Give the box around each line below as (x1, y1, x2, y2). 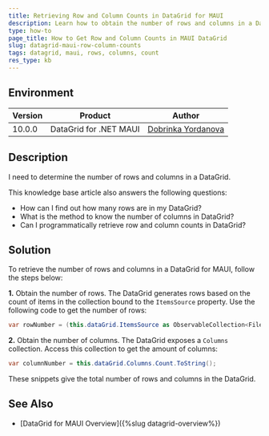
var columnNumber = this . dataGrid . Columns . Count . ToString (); (8, 360, 217, 368)
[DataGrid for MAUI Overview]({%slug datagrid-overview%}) (19, 418, 221, 428)
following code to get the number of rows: (8, 305, 147, 315)
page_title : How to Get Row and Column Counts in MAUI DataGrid (8, 34, 227, 42)
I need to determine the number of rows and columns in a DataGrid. (8, 172, 231, 181)
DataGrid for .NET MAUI (50, 123, 140, 135)
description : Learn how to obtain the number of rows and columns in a (8, 19, 252, 27)
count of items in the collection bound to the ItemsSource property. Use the (8, 297, 255, 307)
